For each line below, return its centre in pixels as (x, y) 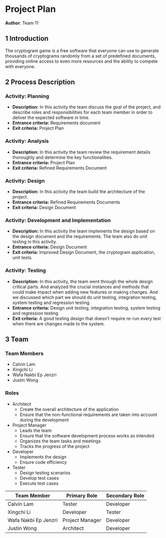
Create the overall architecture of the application (69, 409)
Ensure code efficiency (43, 462)
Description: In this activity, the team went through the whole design (83, 281)
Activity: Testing (26, 271)
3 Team (17, 339)
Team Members (24, 353)
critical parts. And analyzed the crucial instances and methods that (81, 287)
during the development (44, 420)
